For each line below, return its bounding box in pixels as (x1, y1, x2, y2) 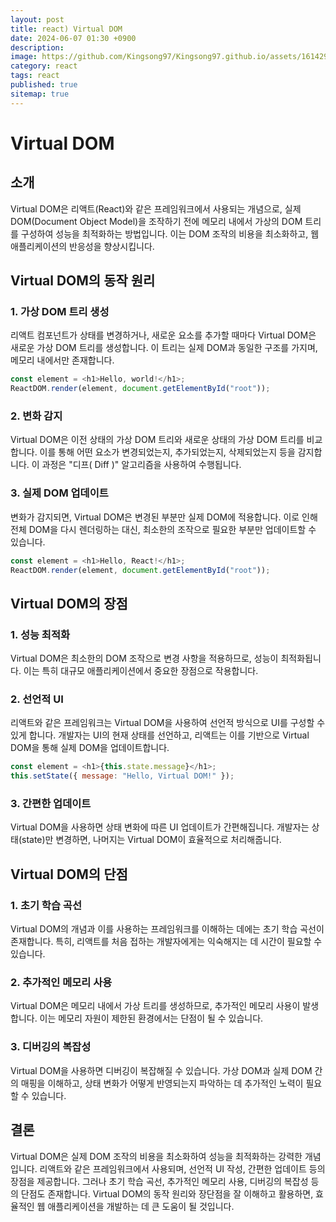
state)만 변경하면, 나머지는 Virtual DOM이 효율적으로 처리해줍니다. (21, 834, 282, 846)
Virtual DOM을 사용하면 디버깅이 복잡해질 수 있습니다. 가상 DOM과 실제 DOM (10, 1064, 313, 1076)
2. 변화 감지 (10, 409, 63, 423)
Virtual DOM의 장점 (10, 595, 128, 612)
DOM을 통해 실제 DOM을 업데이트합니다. (10, 742, 170, 754)
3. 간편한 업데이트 (10, 797, 92, 811)
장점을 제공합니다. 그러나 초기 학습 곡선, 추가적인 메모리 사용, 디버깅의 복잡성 (10, 1175, 309, 1187)
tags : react (10, 71, 60, 81)
